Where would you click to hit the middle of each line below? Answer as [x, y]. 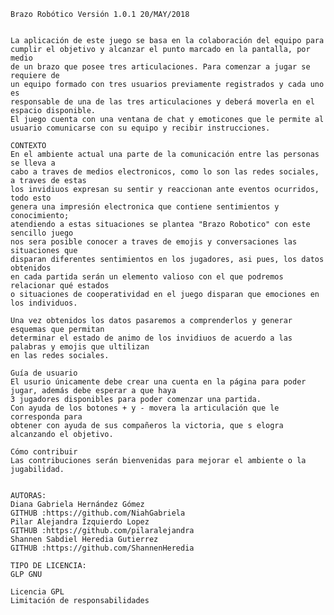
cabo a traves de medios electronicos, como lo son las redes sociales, [165, 172]
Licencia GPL [37, 592]
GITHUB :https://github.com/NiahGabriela [98, 513]
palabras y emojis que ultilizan [80, 347]
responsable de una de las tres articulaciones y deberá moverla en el [162, 102]
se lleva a [33, 163]
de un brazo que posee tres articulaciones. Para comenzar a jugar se [160, 67]
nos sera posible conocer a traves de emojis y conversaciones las [154, 242]
